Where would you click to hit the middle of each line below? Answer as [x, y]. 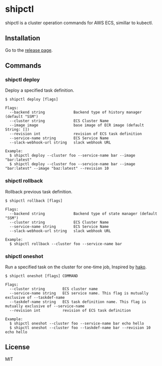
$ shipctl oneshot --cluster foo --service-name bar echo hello [77, 324]
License [17, 347]
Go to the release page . [29, 50]
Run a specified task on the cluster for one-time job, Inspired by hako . [76, 267]
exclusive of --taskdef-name [35, 298]
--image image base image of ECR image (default [77, 125]
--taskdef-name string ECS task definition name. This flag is [78, 302]
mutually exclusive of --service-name [45, 306]
